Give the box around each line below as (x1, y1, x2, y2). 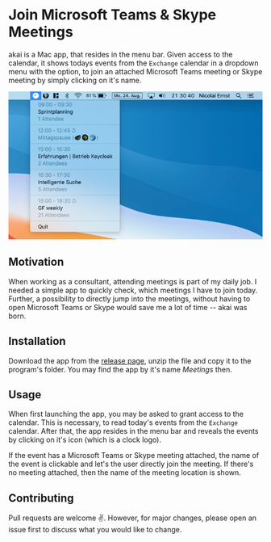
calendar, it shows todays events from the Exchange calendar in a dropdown (8, 58, 259, 68)
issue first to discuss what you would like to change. (8, 525, 182, 535)
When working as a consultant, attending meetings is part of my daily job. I (8, 276, 257, 286)
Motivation (8, 255, 65, 269)
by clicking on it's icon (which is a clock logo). (8, 435, 161, 445)
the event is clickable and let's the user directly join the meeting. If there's (8, 459, 254, 469)
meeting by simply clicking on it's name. (8, 75, 142, 85)
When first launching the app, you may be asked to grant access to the (8, 410, 244, 419)
